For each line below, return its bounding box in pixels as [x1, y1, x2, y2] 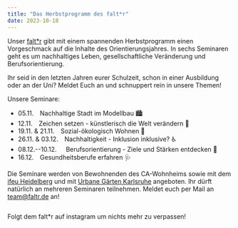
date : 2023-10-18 [7, 17, 59, 24]
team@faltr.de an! [7, 192, 60, 200]
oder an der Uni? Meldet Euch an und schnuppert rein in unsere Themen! [7, 81, 222, 89]
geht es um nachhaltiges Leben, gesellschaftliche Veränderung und [7, 51, 206, 61]
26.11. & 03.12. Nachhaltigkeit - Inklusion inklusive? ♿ [17, 135, 177, 143]
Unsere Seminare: [7, 94, 61, 103]
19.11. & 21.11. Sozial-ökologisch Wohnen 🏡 [17, 126, 145, 135]
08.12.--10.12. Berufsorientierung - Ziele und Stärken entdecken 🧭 [17, 145, 217, 153]
